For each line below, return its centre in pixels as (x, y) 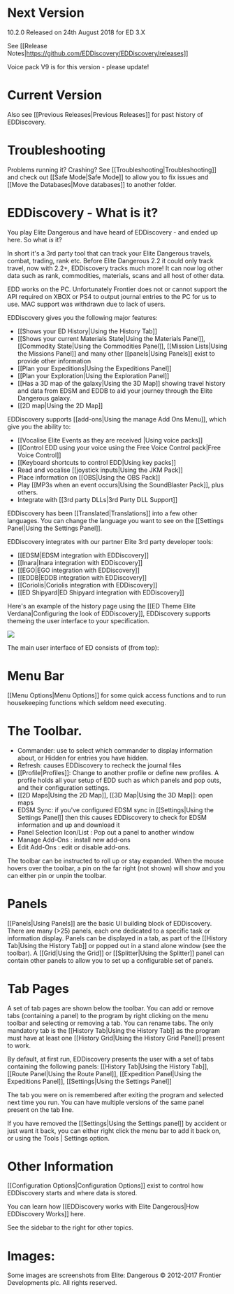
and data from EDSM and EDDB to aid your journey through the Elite (115, 391)
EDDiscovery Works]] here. (46, 1214)
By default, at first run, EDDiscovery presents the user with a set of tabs (111, 1059)
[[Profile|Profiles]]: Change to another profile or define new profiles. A (118, 772)
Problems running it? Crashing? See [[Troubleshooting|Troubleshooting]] (112, 169)
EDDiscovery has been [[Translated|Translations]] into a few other (102, 513)
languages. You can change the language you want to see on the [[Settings (116, 520)
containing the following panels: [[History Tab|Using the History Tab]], (108, 1066)
